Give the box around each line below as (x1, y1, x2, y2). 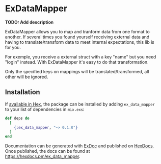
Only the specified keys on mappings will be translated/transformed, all (5, 68, 149, 74)
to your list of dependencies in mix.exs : (5, 106, 84, 112)
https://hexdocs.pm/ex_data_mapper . (5, 153, 80, 160)
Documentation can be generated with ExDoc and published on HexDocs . (5, 143, 154, 149)
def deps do (5, 116, 29, 121)
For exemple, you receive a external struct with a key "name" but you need (5, 54, 156, 59)
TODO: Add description (5, 19, 54, 25)
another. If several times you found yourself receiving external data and (5, 34, 150, 40)
